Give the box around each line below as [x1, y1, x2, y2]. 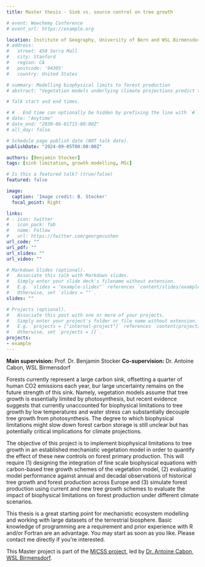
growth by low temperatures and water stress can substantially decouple [6, 408, 190, 415]
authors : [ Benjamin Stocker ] [6, 154, 81, 161]
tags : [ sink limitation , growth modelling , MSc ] [6, 160, 132, 166]
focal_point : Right [12, 199, 62, 206]
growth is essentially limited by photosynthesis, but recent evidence [6, 395, 177, 402]
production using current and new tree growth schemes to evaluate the [6, 484, 185, 492]
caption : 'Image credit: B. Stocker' [12, 193, 108, 199]
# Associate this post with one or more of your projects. [6, 312, 165, 318]
